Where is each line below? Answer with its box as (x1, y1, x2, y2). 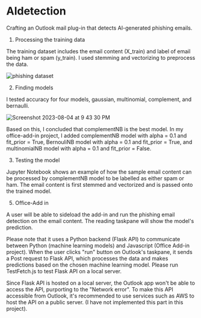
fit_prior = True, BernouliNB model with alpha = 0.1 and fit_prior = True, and (6, 138, 193, 146)
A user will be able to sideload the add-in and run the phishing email (6, 210, 175, 218)
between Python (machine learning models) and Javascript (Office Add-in (6, 242, 190, 249)
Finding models (14, 83, 54, 91)
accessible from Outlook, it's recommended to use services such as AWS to (6, 292, 194, 299)
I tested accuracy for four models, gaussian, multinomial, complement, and (6, 96, 192, 103)
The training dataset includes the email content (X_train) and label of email (6, 47, 191, 55)
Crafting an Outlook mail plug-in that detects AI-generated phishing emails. (6, 24, 193, 31)
